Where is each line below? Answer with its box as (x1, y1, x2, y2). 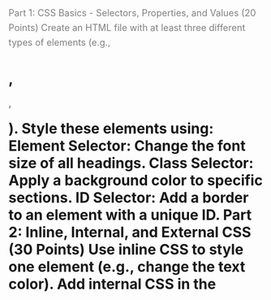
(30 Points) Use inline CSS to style (8, 241, 244, 259)
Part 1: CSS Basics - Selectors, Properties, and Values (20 (8, 7, 256, 19)
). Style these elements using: (8, 120, 214, 138)
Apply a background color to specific (8, 172, 264, 190)
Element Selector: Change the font (8, 137, 246, 155)
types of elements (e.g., (8, 37, 111, 48)
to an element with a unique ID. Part (8, 206, 252, 224)
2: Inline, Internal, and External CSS (8, 224, 252, 241)
